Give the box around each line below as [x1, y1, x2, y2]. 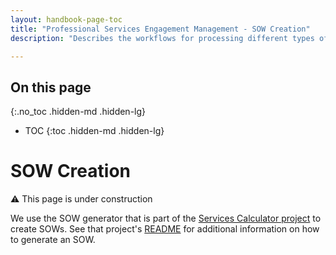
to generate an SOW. [10, 234, 96, 246]
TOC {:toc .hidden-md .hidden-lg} [24, 125, 165, 137]
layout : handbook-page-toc [10, 14, 123, 25]
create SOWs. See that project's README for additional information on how [10, 223, 320, 235]
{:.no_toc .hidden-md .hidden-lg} [10, 106, 147, 118]
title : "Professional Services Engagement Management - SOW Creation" [10, 24, 311, 34]
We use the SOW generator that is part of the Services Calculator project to [10, 212, 322, 225]
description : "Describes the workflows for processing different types [10, 33, 315, 43]
